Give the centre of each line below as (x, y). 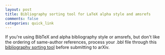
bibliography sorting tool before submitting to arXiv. (57, 47)
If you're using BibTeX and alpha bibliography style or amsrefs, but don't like (82, 37)
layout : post (18, 9)
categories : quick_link (30, 23)
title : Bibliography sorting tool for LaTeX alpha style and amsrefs (78, 14)
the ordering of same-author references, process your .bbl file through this (81, 42)
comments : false (22, 18)
